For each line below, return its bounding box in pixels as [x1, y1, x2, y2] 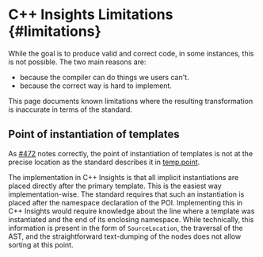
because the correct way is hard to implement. [19, 81, 173, 90]
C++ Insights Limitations [8, 6, 173, 24]
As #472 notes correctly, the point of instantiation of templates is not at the [8, 148, 253, 158]
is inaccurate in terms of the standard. [8, 105, 133, 114]
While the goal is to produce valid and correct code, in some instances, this [8, 48, 254, 58]
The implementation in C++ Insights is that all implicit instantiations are [8, 172, 239, 182]
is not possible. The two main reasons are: [8, 57, 147, 67]
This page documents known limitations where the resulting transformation [8, 96, 253, 105]
